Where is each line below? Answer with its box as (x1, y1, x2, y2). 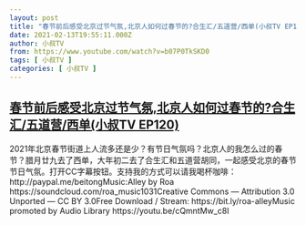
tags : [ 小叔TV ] (9, 56, 73, 65)
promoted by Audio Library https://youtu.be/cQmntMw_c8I (9, 205, 229, 216)
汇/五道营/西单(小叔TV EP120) (9, 118, 179, 133)
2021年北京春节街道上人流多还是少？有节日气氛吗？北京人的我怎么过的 (9, 143, 275, 154)
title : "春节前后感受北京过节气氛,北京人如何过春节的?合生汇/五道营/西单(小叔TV (9, 22, 281, 31)
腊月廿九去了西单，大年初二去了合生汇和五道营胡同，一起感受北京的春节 (25, 154, 297, 165)
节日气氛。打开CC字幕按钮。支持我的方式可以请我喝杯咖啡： (9, 166, 237, 177)
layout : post (9, 13, 59, 23)
